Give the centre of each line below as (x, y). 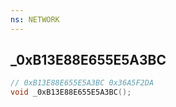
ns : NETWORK (35, 19)
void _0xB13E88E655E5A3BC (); (71, 92)
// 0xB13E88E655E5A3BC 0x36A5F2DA (82, 83)
